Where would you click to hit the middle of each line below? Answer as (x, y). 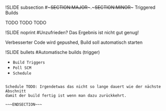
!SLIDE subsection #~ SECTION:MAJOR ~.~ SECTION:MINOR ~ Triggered (80, 7)
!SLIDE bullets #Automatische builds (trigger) (53, 52)
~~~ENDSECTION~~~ (24, 104)
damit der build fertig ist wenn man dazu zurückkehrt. (66, 96)
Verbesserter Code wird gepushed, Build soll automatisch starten (74, 42)
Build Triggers (29, 63)
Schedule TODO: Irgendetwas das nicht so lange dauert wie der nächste (83, 87)
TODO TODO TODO (26, 23)
